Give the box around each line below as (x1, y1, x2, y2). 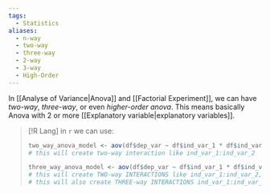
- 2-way (15, 57, 42, 65)
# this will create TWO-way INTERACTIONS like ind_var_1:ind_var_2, (27, 171, 263, 179)
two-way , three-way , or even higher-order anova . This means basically (8, 102, 245, 111)
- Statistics (15, 19, 59, 27)
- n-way (15, 34, 42, 42)
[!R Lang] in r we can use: (27, 126, 114, 135)
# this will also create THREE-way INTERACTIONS (27, 178, 194, 187)
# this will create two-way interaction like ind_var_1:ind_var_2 (27, 149, 256, 157)
